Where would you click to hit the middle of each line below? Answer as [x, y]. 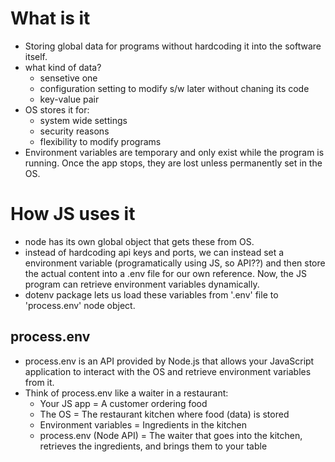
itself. [36, 56]
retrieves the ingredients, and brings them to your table [153, 446]
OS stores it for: [57, 109]
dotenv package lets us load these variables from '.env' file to [151, 294]
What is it [50, 18]
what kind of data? [63, 67]
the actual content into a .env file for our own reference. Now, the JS [165, 273]
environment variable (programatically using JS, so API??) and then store [175, 263]
